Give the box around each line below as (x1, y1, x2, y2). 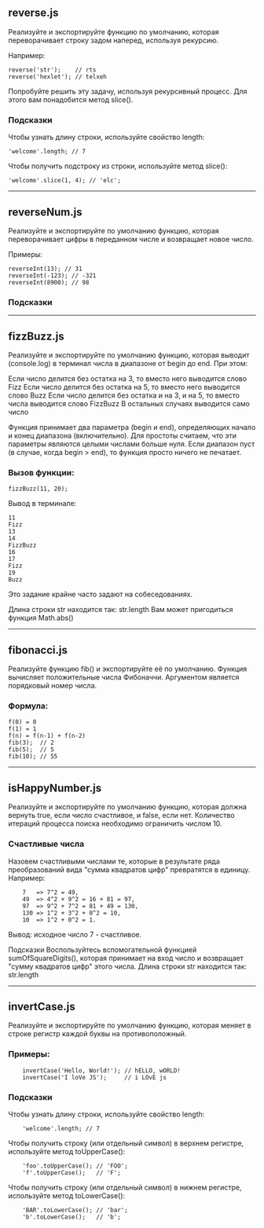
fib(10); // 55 (8, 753, 58, 761)
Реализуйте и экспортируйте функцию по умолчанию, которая (8, 27, 220, 36)
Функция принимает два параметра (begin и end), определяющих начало (8, 423, 256, 432)
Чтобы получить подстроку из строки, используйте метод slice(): (8, 161, 228, 171)
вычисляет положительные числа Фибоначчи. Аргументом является (8, 673, 240, 682)
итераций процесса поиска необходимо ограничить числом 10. (8, 819, 222, 828)
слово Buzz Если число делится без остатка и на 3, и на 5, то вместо (8, 390, 240, 400)
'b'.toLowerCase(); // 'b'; (22, 1213, 122, 1221)
